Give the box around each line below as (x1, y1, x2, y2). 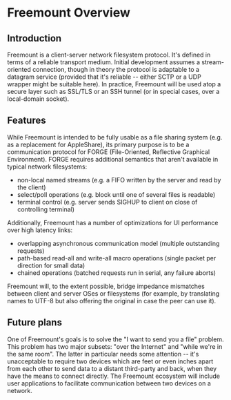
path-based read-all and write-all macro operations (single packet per (17, 254, 217, 262)
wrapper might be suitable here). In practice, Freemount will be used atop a (7, 80, 221, 88)
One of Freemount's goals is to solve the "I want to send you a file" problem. (7, 335, 224, 343)
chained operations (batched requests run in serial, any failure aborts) (17, 268, 216, 277)
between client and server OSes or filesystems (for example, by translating (7, 289, 220, 298)
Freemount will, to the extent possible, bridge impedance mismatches (7, 282, 205, 290)
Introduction (7, 32, 62, 44)
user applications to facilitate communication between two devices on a (7, 379, 212, 388)
